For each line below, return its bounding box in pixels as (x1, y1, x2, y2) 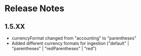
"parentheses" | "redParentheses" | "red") (11, 46, 97, 51)
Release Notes (4, 3, 64, 14)
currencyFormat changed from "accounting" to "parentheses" (11, 35, 137, 41)
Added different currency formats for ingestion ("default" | (11, 40, 129, 46)
